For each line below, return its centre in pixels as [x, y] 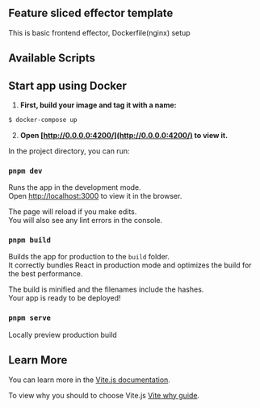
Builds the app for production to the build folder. [89, 257]
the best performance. [46, 274]
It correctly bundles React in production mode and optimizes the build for [130, 265]
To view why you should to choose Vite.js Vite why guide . [104, 395]
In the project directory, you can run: [69, 151]
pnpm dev [25, 170]
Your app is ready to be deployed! [65, 298]
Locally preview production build [63, 334]
